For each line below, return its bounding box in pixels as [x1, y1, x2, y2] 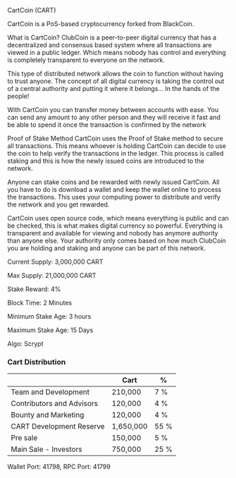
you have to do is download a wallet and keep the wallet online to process [7, 185, 222, 193]
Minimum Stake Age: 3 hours [7, 312, 92, 320]
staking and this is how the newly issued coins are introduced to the [7, 157, 204, 165]
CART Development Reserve [11, 422, 105, 431]
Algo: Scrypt [7, 340, 44, 348]
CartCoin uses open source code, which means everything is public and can [7, 214, 229, 222]
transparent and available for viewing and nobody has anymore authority [7, 229, 218, 237]
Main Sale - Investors [11, 444, 82, 454]
